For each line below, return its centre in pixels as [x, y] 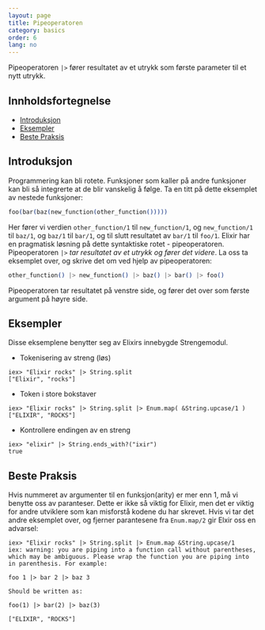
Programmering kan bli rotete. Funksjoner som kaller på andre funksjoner [127, 180]
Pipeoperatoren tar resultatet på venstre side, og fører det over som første [129, 290]
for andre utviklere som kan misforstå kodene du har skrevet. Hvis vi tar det [131, 512]
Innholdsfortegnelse [60, 101]
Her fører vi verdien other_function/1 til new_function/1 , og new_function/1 [131, 227]
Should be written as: [45, 592]
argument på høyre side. [48, 298]
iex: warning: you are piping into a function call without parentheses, [132, 550]
